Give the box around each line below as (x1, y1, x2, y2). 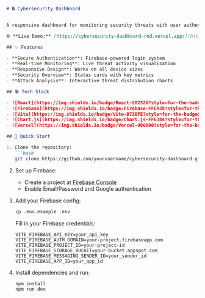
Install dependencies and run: (15, 269, 90, 276)
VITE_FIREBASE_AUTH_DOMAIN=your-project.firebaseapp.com (15, 236, 164, 243)
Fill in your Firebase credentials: (15, 219, 96, 227)
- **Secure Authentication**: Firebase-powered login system (6, 55, 165, 61)
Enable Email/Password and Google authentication (24, 185, 151, 192)
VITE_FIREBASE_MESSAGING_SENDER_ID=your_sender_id (15, 253, 147, 259)
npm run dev (15, 286, 46, 293)
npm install (15, 280, 46, 286)
